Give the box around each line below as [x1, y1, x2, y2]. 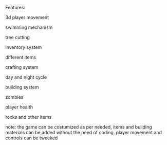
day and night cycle [5, 74, 47, 80]
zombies [5, 94, 24, 100]
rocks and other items [5, 114, 52, 120]
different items [5, 54, 36, 60]
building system [5, 84, 39, 90]
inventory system [5, 44, 42, 50]
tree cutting [5, 34, 30, 40]
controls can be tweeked [5, 135, 58, 141]
